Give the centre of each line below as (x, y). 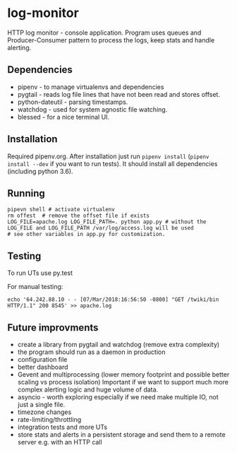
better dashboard (43, 367)
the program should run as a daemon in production (91, 352)
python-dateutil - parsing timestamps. (73, 102)
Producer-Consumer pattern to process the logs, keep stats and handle (111, 40)
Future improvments (53, 328)
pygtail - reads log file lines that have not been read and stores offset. (119, 94)
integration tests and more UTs (62, 427)
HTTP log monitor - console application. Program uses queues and (104, 33)
